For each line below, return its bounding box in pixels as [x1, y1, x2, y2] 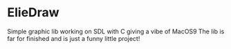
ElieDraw [7, 5, 60, 20]
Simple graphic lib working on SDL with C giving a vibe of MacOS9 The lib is [7, 27, 225, 35]
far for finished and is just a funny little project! [7, 34, 140, 42]
